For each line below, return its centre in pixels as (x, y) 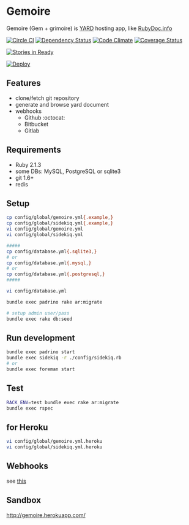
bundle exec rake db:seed (39, 319)
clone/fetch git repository (47, 98)
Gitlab (32, 131)
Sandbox (24, 500)
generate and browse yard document (62, 104)
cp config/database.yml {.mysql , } (49, 263)
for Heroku (27, 427)
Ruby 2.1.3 (28, 164)
